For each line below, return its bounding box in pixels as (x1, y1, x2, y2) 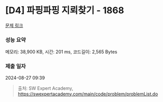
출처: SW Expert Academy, (17, 85, 73, 91)
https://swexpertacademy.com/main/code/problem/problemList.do (17, 91, 158, 97)
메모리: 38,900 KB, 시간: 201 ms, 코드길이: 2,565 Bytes (5, 49, 118, 55)
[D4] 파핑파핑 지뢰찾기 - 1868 (5, 5, 124, 16)
